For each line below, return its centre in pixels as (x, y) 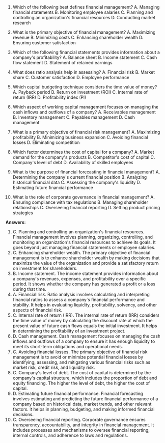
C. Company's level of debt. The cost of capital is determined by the (82, 373)
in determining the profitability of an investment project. (69, 331)
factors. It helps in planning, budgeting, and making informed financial (83, 409)
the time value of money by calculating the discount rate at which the (82, 320)
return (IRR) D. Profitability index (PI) (49, 97)
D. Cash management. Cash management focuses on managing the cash (86, 336)
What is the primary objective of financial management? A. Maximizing (84, 32)
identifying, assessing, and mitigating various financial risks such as (82, 362)
